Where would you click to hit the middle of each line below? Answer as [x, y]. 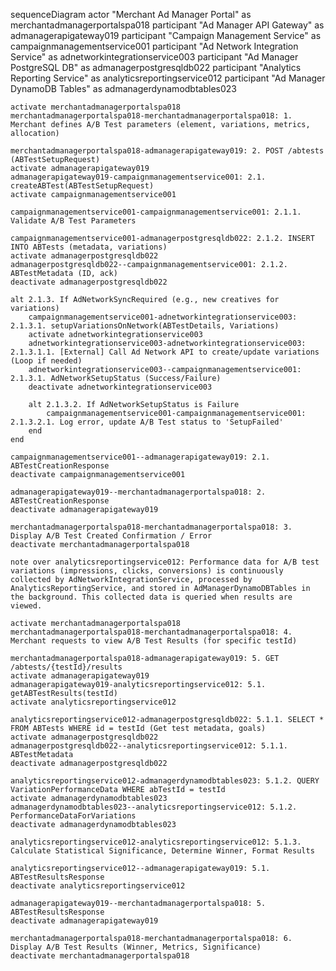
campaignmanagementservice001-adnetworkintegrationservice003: [163, 317]
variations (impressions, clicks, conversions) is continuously [147, 571]
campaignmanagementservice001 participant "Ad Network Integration [154, 46]
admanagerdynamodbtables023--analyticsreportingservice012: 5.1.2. [154, 807]
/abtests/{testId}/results [66, 667]
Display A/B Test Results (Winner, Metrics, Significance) [136, 947]
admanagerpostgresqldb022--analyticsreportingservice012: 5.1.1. [149, 746]
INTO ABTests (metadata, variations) [89, 247]
